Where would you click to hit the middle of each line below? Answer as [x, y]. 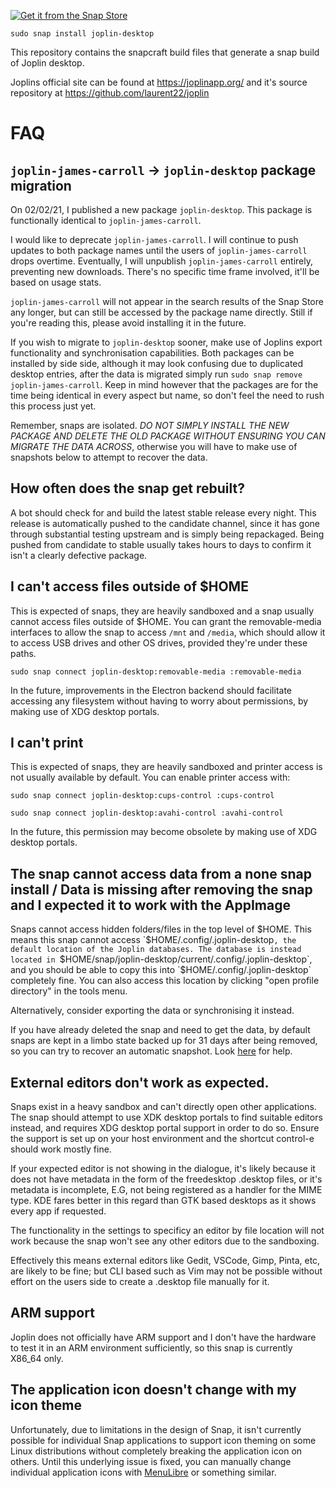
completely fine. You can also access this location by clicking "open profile [165, 981]
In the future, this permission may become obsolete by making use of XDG [164, 832]
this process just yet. [53, 406]
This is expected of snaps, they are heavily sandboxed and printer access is [166, 767]
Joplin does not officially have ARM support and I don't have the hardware [163, 1337]
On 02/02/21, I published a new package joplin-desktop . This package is [161, 209]
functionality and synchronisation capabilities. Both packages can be [152, 353]
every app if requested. [58, 1211]
